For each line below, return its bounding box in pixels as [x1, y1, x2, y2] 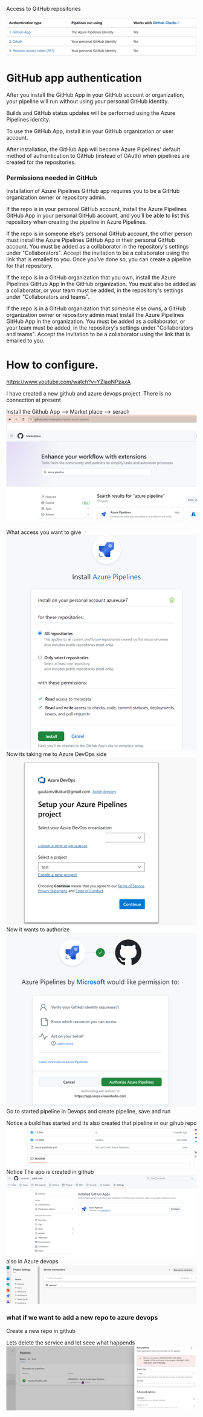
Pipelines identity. [6, 116, 51, 123]
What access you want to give [6, 529, 82, 536]
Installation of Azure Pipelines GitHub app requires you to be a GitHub [6, 187, 180, 195]
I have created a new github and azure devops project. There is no [6, 390, 172, 397]
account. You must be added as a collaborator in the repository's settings [6, 243, 189, 250]
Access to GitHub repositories [6, 5, 82, 12]
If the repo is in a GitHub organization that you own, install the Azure [6, 274, 176, 281]
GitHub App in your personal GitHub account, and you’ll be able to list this [6, 212, 190, 220]
